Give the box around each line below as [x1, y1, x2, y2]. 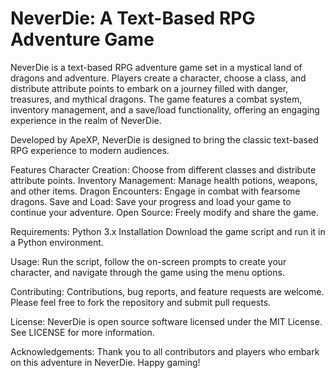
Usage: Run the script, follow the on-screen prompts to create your [10, 255, 287, 267]
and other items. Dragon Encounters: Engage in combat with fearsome [10, 185, 301, 197]
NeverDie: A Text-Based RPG [10, 7, 256, 30]
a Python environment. [10, 236, 104, 248]
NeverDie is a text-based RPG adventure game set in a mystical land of [10, 61, 303, 73]
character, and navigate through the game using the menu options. [10, 266, 285, 278]
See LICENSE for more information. [10, 326, 155, 338]
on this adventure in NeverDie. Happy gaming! [10, 356, 201, 368]
